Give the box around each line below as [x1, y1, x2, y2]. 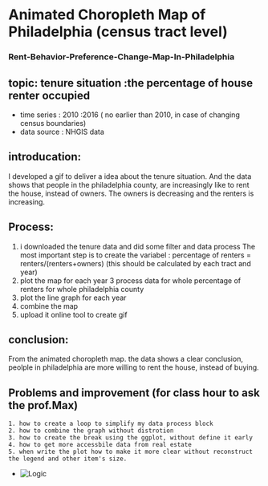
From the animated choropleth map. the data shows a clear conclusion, [8, 354, 243, 364]
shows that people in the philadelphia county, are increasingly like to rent [8, 180, 250, 189]
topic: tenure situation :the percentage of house [8, 76, 254, 90]
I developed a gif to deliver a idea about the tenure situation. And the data [8, 171, 252, 181]
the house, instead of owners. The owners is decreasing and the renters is [8, 188, 254, 198]
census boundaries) [19, 118, 87, 128]
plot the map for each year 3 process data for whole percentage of [19, 275, 242, 286]
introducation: [8, 150, 82, 164]
